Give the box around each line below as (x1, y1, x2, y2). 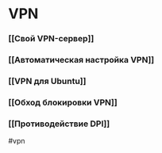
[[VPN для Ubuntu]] (8, 75, 87, 86)
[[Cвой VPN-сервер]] (8, 33, 94, 44)
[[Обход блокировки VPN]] (8, 97, 118, 108)
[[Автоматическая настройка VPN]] (8, 55, 155, 66)
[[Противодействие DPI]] (8, 118, 110, 129)
